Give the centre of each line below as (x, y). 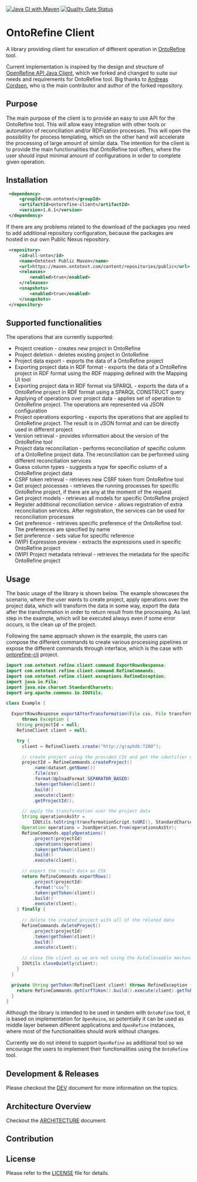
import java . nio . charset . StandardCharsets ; (60, 687)
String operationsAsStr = (53, 817)
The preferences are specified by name (62, 529)
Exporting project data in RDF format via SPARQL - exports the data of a (101, 386)
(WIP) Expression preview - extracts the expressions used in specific (98, 542)
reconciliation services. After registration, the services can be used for (100, 511)
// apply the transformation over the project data (86, 811)
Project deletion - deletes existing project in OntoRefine (81, 355)
